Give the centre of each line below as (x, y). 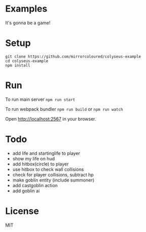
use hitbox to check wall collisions (48, 169)
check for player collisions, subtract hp (53, 175)
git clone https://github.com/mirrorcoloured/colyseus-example (73, 56)
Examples (26, 9)
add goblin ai (26, 191)
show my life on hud (34, 158)
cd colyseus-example (27, 61)
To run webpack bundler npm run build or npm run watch (64, 109)
